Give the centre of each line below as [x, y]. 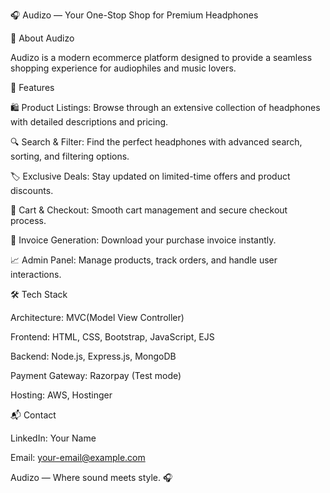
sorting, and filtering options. [70, 156]
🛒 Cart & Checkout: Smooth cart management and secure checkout [149, 210]
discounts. [32, 190]
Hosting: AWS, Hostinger [61, 395]
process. [28, 220]
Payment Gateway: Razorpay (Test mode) [96, 375]
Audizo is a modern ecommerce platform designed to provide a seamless [161, 57]
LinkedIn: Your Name [53, 438]
